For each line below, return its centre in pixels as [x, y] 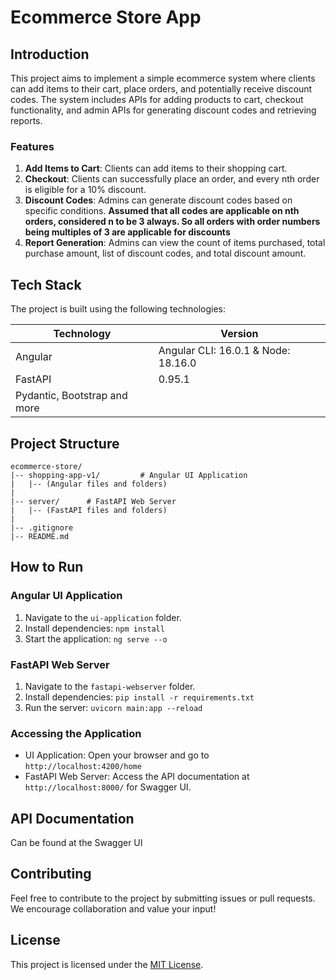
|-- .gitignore [42, 527]
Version [239, 334]
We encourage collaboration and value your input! [113, 908]
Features [32, 146]
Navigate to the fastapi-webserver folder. [110, 686]
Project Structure [65, 443]
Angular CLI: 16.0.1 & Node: [224, 351]
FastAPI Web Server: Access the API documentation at [137, 777]
